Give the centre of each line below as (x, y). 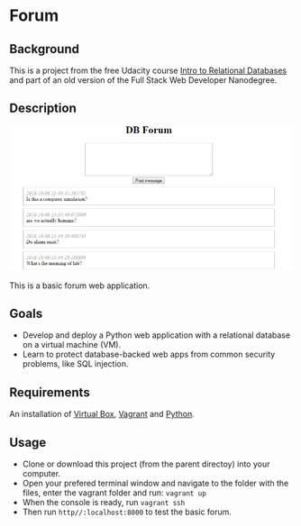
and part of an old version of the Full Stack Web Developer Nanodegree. (143, 80)
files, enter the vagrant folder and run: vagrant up (114, 493)
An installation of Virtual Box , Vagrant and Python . (102, 414)
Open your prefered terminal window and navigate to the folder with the (155, 483)
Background (44, 49)
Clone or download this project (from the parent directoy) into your (146, 464)
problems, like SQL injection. (75, 364)
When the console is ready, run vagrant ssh (104, 502)
